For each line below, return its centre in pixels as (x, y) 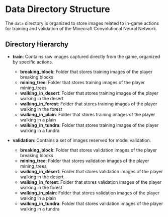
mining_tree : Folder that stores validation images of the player (85, 161)
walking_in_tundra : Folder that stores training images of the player (89, 125)
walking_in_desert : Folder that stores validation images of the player (91, 171)
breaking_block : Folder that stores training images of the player (86, 71)
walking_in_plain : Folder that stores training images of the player (88, 114)
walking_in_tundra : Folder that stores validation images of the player (92, 203)
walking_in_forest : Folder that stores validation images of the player (91, 182)
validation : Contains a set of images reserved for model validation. (82, 140)
